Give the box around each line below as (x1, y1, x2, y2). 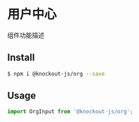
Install (7, 52, 35, 64)
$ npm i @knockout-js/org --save (7, 70, 105, 77)
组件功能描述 (7, 31, 44, 39)
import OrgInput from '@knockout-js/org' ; (7, 108, 133, 116)
